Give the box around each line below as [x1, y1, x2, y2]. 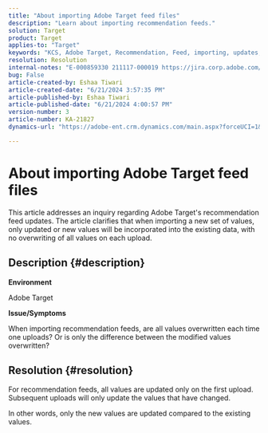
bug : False [8, 71, 45, 79]
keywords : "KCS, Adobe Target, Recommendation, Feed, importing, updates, [8, 49, 262, 57]
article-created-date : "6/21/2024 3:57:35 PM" [8, 85, 166, 94]
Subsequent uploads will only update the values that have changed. [8, 393, 231, 403]
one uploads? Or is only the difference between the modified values [8, 332, 231, 341]
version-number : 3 [8, 108, 69, 116]
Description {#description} [8, 256, 145, 270]
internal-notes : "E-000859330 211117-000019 [8, 64, 159, 72]
